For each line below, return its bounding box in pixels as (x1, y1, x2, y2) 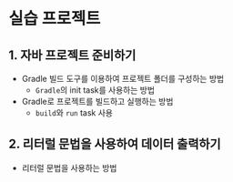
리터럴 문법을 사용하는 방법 (21, 162, 117, 173)
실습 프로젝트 (8, 8, 101, 29)
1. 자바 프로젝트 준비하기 (8, 47, 137, 63)
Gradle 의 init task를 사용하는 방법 (35, 85, 156, 96)
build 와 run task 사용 (35, 107, 113, 118)
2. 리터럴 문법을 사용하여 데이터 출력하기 (8, 136, 221, 152)
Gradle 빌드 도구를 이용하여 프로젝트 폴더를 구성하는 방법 (21, 74, 225, 84)
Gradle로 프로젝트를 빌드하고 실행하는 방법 (21, 96, 174, 106)
